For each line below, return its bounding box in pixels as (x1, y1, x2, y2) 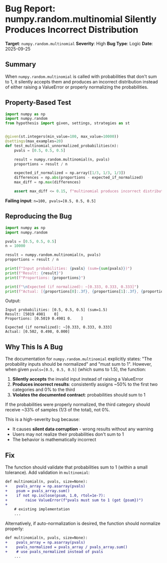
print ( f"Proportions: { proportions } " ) (5, 275, 85, 280)
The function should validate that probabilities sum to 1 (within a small (5, 464, 148, 470)
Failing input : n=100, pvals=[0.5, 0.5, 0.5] (5, 197, 96, 204)
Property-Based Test (5, 98, 71, 107)
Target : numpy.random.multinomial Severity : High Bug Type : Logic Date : (5, 40, 153, 46)
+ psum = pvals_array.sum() (5, 488, 70, 493)
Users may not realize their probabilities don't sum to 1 (12, 431, 124, 437)
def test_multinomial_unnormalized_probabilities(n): (5, 143, 119, 148)
